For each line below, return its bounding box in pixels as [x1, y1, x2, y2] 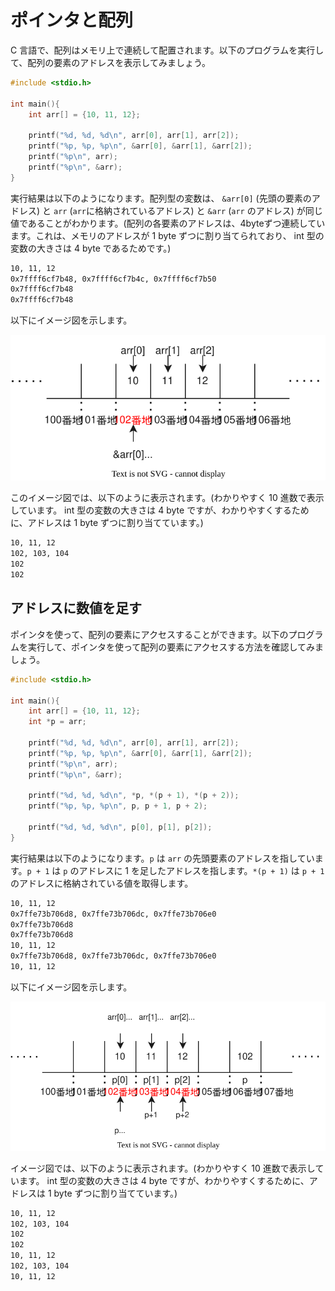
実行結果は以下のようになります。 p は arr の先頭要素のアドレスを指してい [10, 852, 315, 864]
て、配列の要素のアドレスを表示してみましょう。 [10, 56, 212, 68]
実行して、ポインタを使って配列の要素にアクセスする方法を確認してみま [27, 641, 325, 653]
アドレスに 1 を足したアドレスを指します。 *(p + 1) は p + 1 [78, 864, 325, 876]
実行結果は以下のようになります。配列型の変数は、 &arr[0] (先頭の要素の [10, 192, 312, 204]
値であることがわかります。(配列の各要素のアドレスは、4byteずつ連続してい [10, 217, 326, 229]
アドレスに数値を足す [10, 600, 142, 617]
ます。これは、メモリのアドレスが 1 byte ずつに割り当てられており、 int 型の [10, 229, 325, 241]
